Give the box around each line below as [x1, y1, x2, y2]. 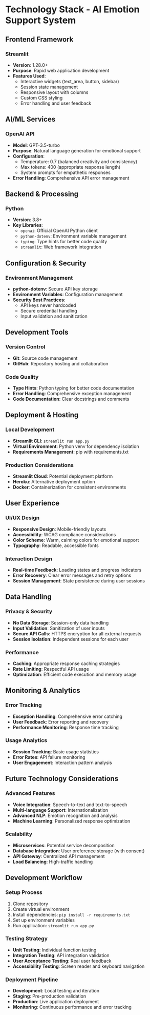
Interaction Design [5, 555, 53, 562]
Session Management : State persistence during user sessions [12, 577, 145, 583]
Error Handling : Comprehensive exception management [12, 390, 132, 396]
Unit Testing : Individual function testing [12, 947, 97, 953]
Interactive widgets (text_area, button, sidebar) [20, 78, 119, 84]
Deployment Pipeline [5, 976, 58, 983]
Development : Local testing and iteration [12, 988, 100, 994]
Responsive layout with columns [20, 89, 89, 95]
